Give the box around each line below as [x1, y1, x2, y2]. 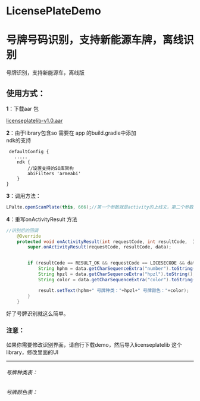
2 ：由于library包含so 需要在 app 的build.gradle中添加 [6, 129, 137, 136]
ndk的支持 [6, 136, 32, 144]
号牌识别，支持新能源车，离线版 [6, 69, 85, 76]
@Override [17, 233, 42, 239]
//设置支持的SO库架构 [27, 165, 74, 171]
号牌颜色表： [6, 388, 37, 396]
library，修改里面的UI [6, 349, 59, 356]
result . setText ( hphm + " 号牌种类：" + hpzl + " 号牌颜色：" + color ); [37, 287, 189, 293]
